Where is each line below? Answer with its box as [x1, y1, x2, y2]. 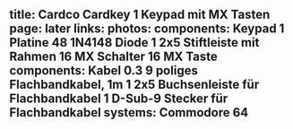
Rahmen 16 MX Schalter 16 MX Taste [9, 49, 218, 64]
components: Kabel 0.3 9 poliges [9, 63, 199, 79]
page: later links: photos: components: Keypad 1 [9, 21, 285, 37]
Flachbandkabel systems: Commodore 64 [9, 105, 249, 120]
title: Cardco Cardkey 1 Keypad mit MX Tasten [9, 7, 271, 22]
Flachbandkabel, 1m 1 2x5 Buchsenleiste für [9, 77, 260, 92]
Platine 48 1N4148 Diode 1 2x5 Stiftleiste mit [9, 35, 260, 50]
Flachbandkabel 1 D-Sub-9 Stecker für [9, 91, 228, 107]
